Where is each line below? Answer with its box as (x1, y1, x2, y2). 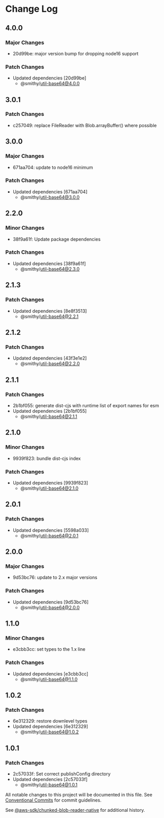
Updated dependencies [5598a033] (12, 527, 89, 533)
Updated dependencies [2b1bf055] (12, 408, 87, 414)
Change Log (5, 3, 58, 15)
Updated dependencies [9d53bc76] (12, 598, 89, 605)
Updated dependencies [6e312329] (12, 724, 88, 730)
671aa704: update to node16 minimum (12, 164, 93, 170)
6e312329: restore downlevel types (12, 718, 88, 724)
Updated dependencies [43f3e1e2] (12, 355, 87, 362)
